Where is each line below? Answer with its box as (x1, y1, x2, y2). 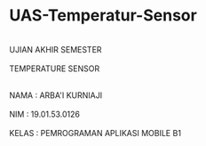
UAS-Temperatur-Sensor (9, 5, 197, 26)
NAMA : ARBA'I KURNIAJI (9, 90, 103, 101)
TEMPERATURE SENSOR (9, 63, 100, 74)
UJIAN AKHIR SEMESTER (9, 44, 102, 54)
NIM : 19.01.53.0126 (9, 109, 80, 119)
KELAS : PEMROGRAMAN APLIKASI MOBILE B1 (9, 127, 182, 138)
